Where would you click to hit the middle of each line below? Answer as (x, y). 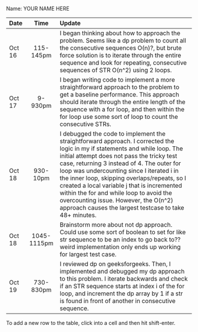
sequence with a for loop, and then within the (122, 109)
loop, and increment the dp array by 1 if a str (121, 294)
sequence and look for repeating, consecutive (123, 63)
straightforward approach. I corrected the (117, 141)
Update (70, 23)
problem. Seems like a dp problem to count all (123, 41)
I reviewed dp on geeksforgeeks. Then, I (115, 264)
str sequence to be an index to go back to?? (120, 239)
